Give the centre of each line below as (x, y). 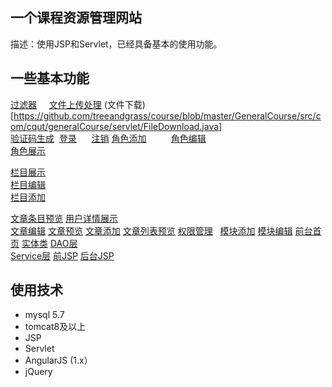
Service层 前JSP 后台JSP (62, 255)
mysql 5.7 (44, 315)
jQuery (38, 372)
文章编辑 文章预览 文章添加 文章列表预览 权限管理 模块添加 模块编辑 (151, 230)
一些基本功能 (50, 78)
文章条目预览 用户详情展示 (64, 218)
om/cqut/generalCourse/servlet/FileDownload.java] (116, 126)
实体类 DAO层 (49, 243)
